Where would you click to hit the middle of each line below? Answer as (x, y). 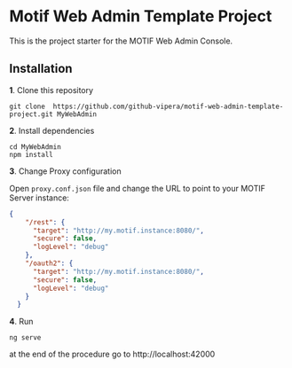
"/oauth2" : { (49, 263)
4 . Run (21, 322)
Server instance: (39, 198)
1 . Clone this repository (51, 90)
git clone (28, 106)
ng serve (25, 338)
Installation (41, 69)
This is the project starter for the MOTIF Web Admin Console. (121, 41)
